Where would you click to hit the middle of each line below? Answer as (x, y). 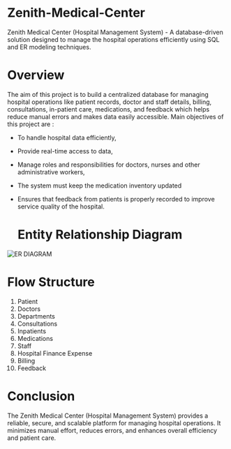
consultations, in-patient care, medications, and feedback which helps (109, 109)
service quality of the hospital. (61, 206)
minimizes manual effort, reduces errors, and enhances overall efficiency (112, 430)
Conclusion (41, 396)
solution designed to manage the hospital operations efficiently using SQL (113, 39)
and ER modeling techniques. (49, 47)
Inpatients (32, 331)
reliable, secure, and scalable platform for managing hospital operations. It (114, 423)
